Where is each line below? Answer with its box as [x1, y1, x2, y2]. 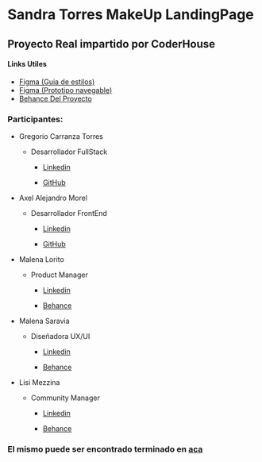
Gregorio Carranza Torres [18, 132, 104, 141]
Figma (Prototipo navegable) [18, 85, 113, 94]
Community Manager [30, 393, 101, 402]
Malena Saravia [18, 316, 70, 326]
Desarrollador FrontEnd [30, 209, 108, 218]
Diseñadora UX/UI [30, 332, 91, 341]
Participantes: [7, 114, 64, 125]
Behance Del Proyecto [18, 94, 92, 103]
